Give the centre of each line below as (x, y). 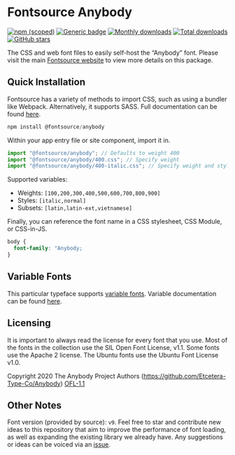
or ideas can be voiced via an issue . (59, 444)
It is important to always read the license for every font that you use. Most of (117, 340)
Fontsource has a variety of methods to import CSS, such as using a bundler (117, 99)
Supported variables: (37, 179)
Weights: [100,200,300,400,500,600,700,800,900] (89, 193)
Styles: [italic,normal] (51, 201)
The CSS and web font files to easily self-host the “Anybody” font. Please (113, 53)
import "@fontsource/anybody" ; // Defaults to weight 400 (93, 153)
